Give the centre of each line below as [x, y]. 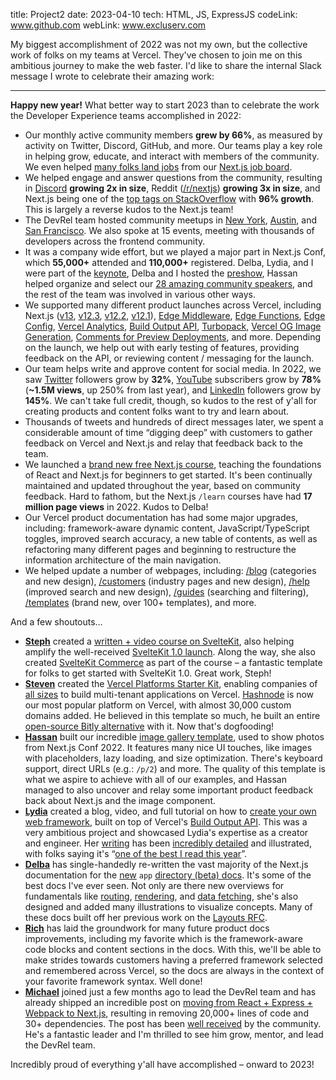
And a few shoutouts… [56, 622]
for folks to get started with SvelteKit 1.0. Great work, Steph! [148, 673]
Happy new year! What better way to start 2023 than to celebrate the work [165, 105]
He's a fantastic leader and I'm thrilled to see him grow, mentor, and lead [174, 1034]
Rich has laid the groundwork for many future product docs [147, 928]
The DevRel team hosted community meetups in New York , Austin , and [170, 220]
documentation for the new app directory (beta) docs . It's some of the [168, 875]
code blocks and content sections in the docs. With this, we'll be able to [173, 949]
